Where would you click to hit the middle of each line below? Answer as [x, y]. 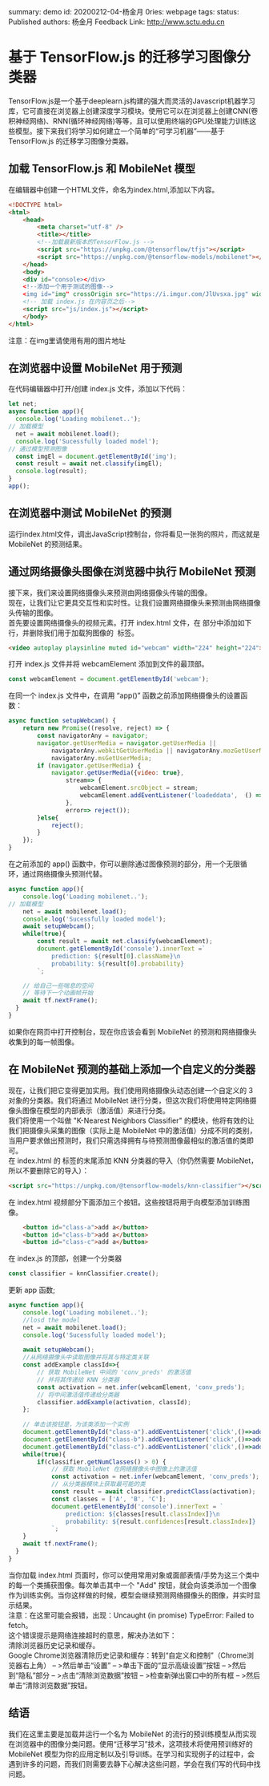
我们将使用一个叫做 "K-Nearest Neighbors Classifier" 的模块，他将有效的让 [131, 1120]
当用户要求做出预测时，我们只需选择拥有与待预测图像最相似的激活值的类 [127, 1140]
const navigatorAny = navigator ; [93, 736]
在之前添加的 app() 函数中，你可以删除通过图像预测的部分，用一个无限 [124, 864]
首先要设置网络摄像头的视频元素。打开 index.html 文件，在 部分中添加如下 [130, 622]
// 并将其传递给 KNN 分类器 [78, 1379]
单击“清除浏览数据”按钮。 [50, 1685]
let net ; [23, 404]
